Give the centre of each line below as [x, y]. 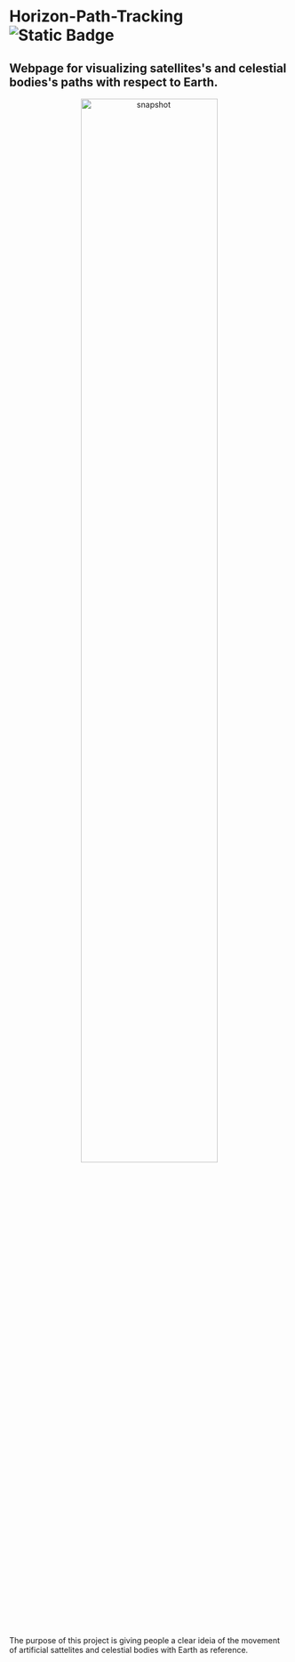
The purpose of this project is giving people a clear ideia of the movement [145, 1640]
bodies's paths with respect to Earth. [114, 82]
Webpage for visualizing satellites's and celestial [148, 68]
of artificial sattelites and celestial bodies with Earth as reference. [129, 1650]
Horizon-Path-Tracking [96, 16]
